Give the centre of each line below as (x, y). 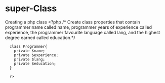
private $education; (35, 63)
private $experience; (36, 55)
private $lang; (30, 59)
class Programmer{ (29, 46)
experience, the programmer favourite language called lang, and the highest (83, 32)
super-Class (31, 9)
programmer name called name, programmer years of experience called (79, 27)
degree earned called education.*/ (40, 38)
